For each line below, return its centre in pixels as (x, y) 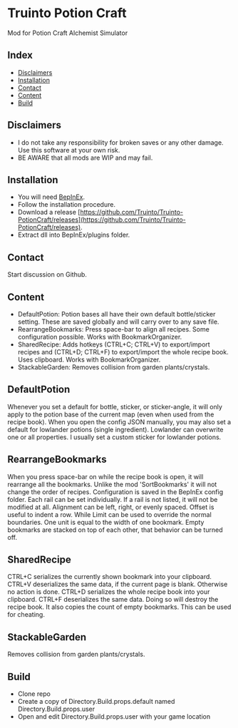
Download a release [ (49, 212)
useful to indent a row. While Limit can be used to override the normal (109, 514)
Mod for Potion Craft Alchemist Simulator (68, 33)
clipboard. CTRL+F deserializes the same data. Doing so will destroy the (113, 600)
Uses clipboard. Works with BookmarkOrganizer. (89, 359)
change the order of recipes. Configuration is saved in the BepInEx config (115, 492)
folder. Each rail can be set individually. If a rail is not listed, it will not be (113, 499)
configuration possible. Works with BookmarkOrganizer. (100, 337)
